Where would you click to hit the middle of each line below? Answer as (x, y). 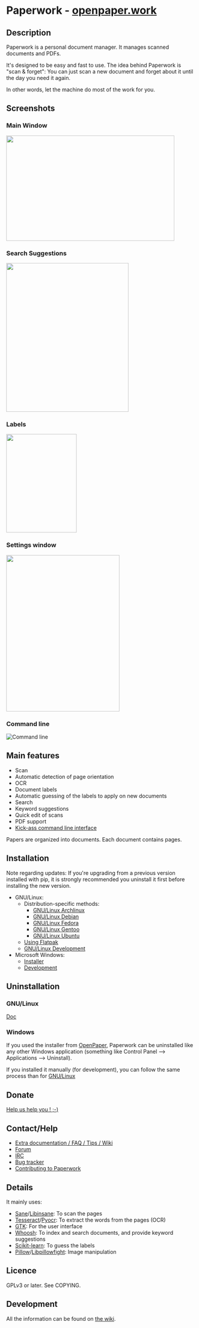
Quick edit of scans (39, 815)
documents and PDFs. (34, 54)
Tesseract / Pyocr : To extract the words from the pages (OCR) (90, 1220)
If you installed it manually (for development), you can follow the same (93, 1070)
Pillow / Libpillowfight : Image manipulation (66, 1252)
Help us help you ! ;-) (32, 1110)
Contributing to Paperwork (48, 1169)
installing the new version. (38, 885)
